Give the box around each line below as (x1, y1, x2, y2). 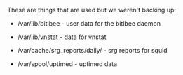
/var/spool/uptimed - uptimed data (17, 60, 118, 68)
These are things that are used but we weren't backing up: (7, 6, 177, 14)
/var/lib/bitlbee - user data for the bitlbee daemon (17, 19, 161, 27)
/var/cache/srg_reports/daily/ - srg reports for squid (17, 47, 168, 54)
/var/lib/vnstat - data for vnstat (17, 33, 107, 41)
